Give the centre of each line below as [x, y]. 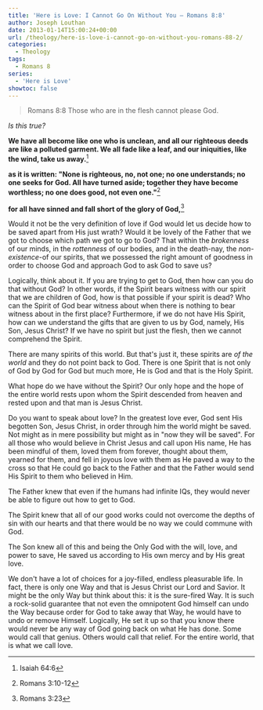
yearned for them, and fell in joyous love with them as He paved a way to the [131, 460]
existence [24, 257]
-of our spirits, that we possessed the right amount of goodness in [146, 257]
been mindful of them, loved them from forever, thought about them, [118, 451]
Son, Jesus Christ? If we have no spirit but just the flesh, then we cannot [125, 331]
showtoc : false [33, 88]
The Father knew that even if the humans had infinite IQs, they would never [129, 492]
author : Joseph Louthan [47, 23]
